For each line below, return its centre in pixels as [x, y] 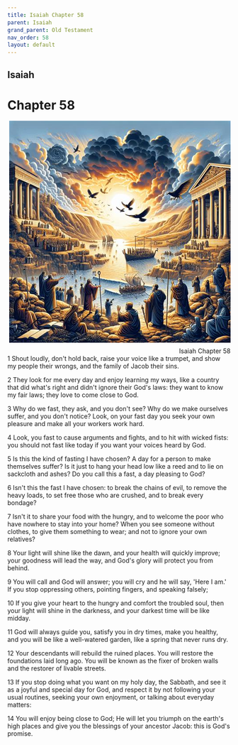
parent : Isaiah [30, 22]
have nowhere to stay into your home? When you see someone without [111, 524]
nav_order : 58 [28, 38]
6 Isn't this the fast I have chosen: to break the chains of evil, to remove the [117, 488]
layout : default [31, 45]
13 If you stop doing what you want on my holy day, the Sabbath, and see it [117, 683]
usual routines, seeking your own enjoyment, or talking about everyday [111, 697]
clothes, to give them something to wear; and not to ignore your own [107, 532]
